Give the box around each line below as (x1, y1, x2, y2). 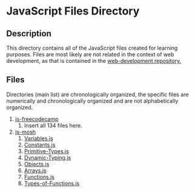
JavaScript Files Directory (6, 4, 140, 18)
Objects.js (24, 160, 50, 168)
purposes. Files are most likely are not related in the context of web (6, 51, 174, 58)
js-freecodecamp (15, 115, 59, 122)
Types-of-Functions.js (24, 180, 80, 187)
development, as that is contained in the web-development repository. (6, 57, 182, 64)
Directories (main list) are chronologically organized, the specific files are (6, 91, 189, 98)
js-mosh (15, 128, 36, 136)
